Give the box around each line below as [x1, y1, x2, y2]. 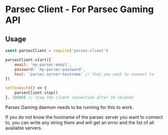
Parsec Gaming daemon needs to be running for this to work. [5, 104, 134, 110]
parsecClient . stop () [14, 90, 58, 95]
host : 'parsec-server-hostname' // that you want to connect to [14, 71, 154, 77]
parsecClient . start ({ [5, 57, 52, 62]
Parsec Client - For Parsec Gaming [5, 4, 154, 15]
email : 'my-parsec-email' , [14, 62, 72, 67]
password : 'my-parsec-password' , [14, 67, 86, 72]
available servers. [5, 125, 42, 131]
